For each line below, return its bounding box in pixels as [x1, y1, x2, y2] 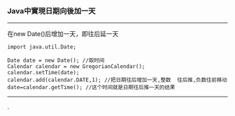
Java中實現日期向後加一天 [7, 6, 96, 15]
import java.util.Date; [7, 44, 77, 51]
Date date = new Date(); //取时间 [7, 57, 105, 64]
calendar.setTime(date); [7, 69, 80, 76]
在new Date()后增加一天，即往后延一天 [7, 30, 119, 38]
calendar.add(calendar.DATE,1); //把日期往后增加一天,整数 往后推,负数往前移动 [7, 76, 227, 84]
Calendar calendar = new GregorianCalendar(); [7, 63, 145, 70]
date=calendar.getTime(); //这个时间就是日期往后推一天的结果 [7, 84, 176, 91]
